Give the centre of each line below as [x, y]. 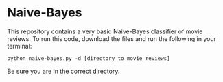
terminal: [20, 46]
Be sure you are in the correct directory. [63, 71]
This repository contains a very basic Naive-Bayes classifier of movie [105, 31]
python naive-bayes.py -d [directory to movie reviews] [89, 58]
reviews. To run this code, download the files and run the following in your [111, 38]
